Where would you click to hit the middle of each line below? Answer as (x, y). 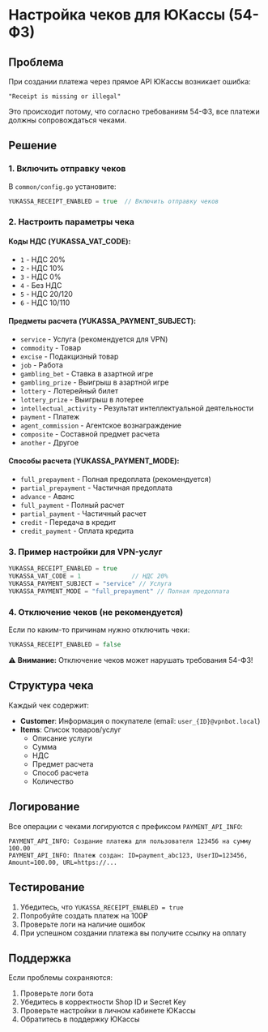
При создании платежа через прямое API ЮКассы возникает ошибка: (130, 82)
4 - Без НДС (41, 285)
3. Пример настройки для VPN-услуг (85, 552)
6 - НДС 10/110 (45, 303)
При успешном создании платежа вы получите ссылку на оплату (133, 933)
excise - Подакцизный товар (69, 356)
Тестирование (47, 887)
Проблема (36, 62)
